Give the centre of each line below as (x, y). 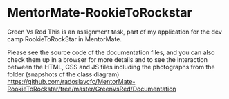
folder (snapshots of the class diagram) (63, 74)
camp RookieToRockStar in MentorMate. (65, 38)
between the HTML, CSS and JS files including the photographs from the (111, 67)
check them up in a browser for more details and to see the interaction (108, 59)
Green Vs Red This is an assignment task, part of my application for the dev (115, 32)
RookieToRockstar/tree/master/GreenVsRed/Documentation (92, 89)
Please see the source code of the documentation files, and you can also (111, 52)
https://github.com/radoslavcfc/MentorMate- (71, 81)
